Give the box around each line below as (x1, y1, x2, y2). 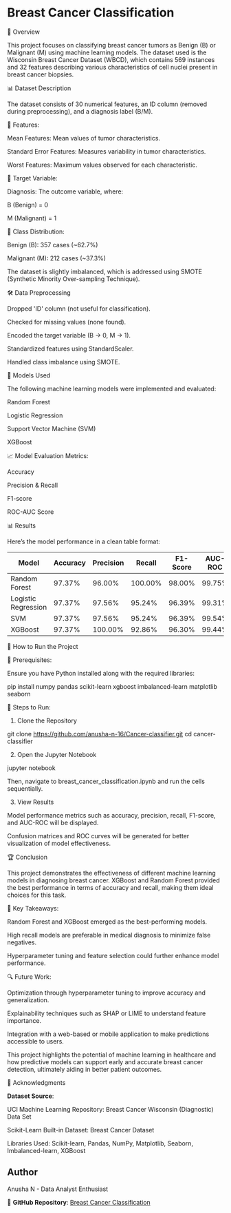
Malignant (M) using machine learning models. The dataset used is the (7, 48, 207, 56)
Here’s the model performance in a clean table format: (7, 537, 160, 546)
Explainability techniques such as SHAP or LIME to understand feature (7, 1009, 206, 1017)
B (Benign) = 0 (7, 200, 49, 209)
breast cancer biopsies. (7, 70, 74, 79)
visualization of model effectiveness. (7, 839, 111, 847)
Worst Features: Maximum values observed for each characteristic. (7, 160, 198, 169)
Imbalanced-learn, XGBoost (7, 1146, 86, 1154)
